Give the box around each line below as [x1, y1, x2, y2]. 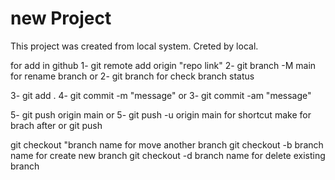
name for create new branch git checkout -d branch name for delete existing [10, 149, 326, 161]
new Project [10, 7, 112, 30]
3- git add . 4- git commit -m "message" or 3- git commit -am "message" [10, 89, 312, 101]
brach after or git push [10, 119, 103, 131]
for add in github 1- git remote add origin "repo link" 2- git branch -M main [10, 59, 317, 71]
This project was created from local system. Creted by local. [10, 40, 259, 52]
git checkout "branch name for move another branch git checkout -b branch [10, 138, 324, 151]
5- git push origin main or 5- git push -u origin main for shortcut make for [10, 108, 312, 121]
